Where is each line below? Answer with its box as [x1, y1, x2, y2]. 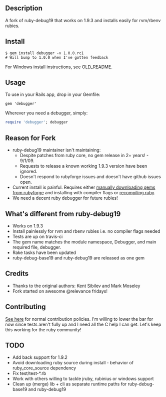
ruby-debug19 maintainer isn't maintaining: [12, 147, 101, 153]
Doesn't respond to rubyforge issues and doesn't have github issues [19, 174, 161, 180]
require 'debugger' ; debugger [5, 120, 68, 125]
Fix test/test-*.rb [12, 370, 46, 376]
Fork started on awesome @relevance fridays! [12, 288, 108, 294]
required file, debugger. [12, 244, 61, 250]
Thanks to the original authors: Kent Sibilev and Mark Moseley [12, 283, 140, 289]
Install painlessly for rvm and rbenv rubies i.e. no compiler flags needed [12, 228, 160, 234]
